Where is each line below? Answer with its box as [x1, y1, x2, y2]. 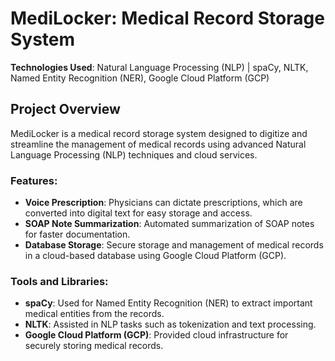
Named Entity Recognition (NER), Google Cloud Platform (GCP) [10, 72, 270, 84]
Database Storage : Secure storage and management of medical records [24, 239, 324, 251]
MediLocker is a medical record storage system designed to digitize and [10, 127, 308, 139]
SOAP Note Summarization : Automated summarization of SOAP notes [24, 218, 315, 230]
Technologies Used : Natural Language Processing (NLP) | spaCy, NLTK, [10, 61, 309, 73]
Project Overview [10, 101, 121, 118]
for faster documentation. [24, 228, 131, 241]
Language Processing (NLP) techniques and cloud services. [10, 148, 258, 161]
